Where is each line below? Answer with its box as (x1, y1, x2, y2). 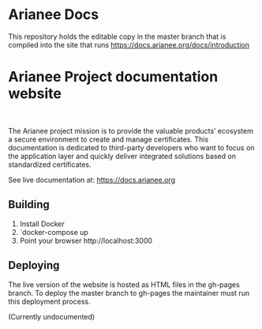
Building (8, 198, 50, 211)
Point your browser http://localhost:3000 (19, 236, 152, 245)
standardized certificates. (8, 160, 92, 169)
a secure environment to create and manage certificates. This (8, 134, 209, 144)
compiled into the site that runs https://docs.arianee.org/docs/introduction (8, 40, 250, 49)
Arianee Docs (8, 6, 99, 24)
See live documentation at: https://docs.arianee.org (8, 175, 176, 184)
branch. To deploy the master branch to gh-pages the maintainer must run (8, 288, 250, 297)
